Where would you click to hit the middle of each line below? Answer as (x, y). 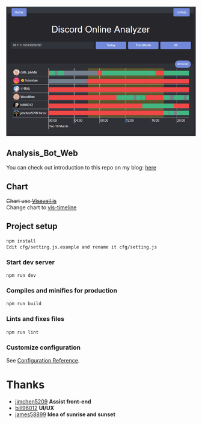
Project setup (32, 226)
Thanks (26, 385)
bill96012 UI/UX (35, 408)
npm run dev (21, 276)
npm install (21, 241)
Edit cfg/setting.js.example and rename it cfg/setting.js (82, 247)
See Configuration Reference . (43, 361)
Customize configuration (44, 347)
